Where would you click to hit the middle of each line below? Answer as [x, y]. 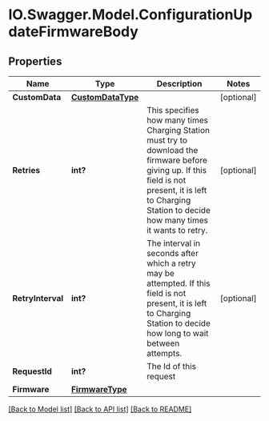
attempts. [165, 353]
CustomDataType [105, 97]
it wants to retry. [177, 230]
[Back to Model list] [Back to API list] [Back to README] [100, 409]
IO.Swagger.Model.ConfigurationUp [130, 15]
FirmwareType [99, 389]
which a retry [171, 263]
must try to [167, 140]
